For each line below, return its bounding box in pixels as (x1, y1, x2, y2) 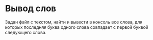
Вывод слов (5, 3, 56, 14)
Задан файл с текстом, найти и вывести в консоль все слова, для (5, 19, 143, 25)
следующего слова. (5, 29, 47, 35)
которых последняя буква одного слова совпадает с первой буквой (5, 24, 149, 30)
